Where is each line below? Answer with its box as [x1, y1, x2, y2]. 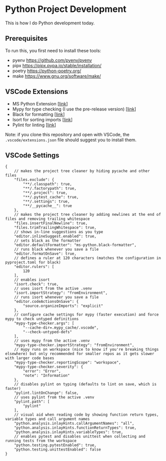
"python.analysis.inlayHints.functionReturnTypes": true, [14, 425, 137, 431]
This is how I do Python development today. [5, 20, 95, 26]
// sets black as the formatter [14, 238, 81, 243]
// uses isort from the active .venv [14, 286, 92, 291]
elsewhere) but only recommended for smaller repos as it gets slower [5, 352, 155, 357]
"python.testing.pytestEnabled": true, [14, 443, 97, 448]
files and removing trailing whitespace [5, 216, 90, 222]
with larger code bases [5, 356, 55, 361]
